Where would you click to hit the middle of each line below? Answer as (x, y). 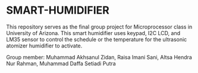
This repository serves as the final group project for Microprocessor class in (99, 27)
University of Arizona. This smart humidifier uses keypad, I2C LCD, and (93, 33)
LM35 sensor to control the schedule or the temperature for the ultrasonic (97, 39)
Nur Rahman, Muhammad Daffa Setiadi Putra (61, 64)
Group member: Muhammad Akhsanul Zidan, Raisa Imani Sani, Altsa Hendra (99, 57)
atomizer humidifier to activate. (44, 46)
